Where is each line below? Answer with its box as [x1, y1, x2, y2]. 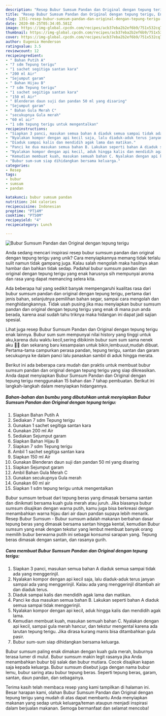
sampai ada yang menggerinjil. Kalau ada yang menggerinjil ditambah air [12, 581, 161, 587]
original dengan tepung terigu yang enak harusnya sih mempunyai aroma [5, 271, 154, 276]
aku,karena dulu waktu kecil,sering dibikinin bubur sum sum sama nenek [5, 337, 153, 342]
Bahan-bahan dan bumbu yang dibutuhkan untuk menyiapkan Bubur [5, 394, 151, 400]
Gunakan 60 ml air [12, 480, 50, 486]
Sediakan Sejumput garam [12, 433, 66, 439]
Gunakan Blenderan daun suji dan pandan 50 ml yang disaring [12, 459, 139, 465]
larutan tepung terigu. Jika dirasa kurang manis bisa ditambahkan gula [12, 628, 156, 634]
